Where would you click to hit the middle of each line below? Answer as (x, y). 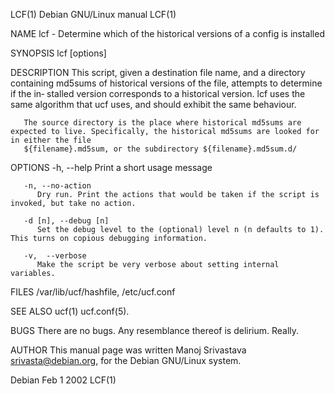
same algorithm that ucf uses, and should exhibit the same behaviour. (153, 104)
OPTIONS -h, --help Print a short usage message (111, 167)
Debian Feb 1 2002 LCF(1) (63, 380)
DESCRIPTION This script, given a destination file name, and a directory (158, 72)
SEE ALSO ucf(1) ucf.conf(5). (70, 311)
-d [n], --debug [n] (66, 221)
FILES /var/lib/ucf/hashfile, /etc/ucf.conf (93, 292)
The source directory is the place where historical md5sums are (162, 123)
